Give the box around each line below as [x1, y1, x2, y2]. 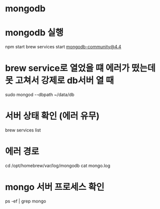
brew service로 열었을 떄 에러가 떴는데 [5, 63, 156, 74]
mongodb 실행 [5, 27, 64, 39]
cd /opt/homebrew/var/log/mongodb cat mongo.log [5, 163, 111, 168]
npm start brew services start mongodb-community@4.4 [5, 44, 121, 50]
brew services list [5, 127, 41, 133]
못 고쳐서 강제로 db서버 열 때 [5, 75, 114, 86]
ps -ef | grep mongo [5, 198, 46, 204]
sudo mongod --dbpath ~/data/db [5, 92, 75, 98]
